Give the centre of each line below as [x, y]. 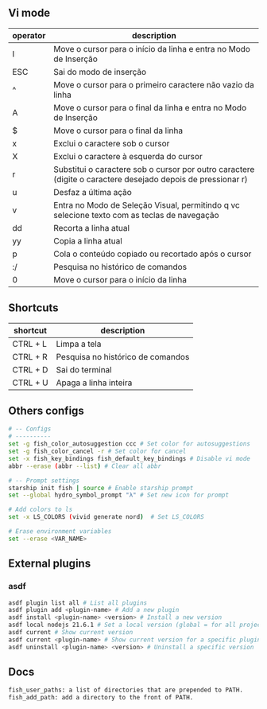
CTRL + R [30, 356]
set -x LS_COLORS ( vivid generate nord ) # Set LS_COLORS [106, 517]
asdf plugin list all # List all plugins [78, 603]
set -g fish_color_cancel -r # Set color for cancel [97, 452]
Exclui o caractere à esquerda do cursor [128, 156]
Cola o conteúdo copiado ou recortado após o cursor [153, 254]
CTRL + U [31, 383]
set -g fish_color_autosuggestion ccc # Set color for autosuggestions [129, 444]
